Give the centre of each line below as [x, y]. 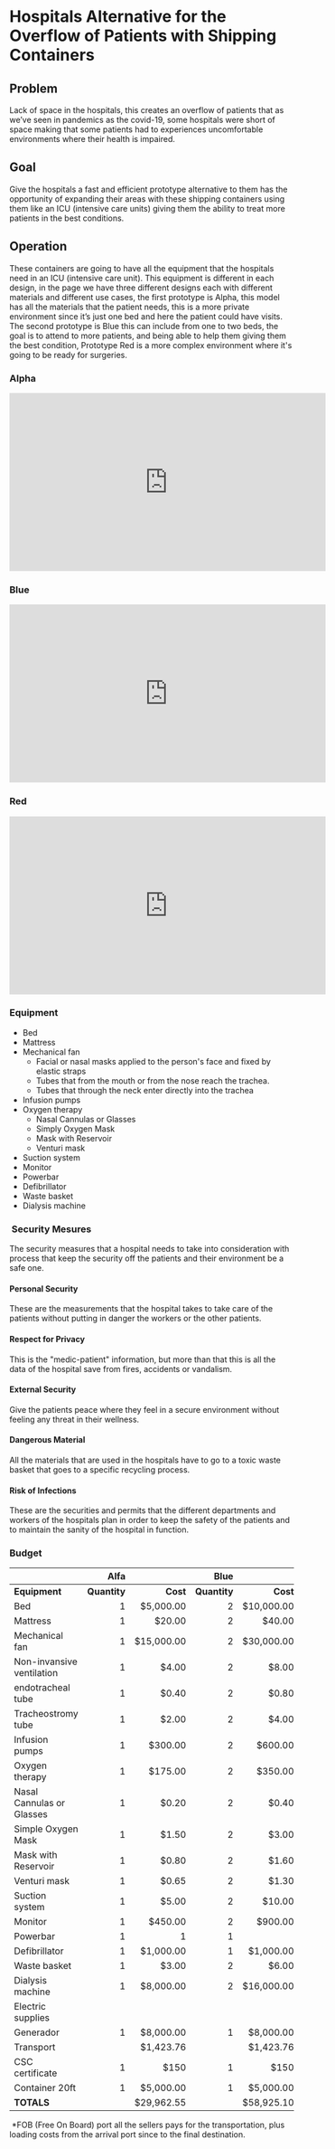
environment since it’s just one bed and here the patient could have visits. [146, 316]
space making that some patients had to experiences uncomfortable [136, 129]
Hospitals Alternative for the [118, 17]
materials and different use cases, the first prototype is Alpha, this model [144, 297]
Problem [34, 88]
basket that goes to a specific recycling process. [100, 1469]
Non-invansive [46, 1661]
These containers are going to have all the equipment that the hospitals [142, 268]
